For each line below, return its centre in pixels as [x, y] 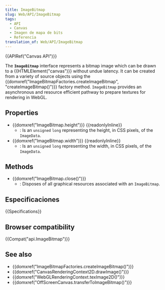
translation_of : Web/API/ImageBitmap [44, 42]
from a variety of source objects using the [48, 76]
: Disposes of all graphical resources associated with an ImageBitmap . [90, 184]
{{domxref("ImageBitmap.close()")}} [49, 178]
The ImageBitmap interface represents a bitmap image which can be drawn [81, 65]
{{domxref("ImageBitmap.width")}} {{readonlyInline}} [66, 141]
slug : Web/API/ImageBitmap [33, 14]
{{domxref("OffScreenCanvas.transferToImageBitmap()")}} [72, 282]
